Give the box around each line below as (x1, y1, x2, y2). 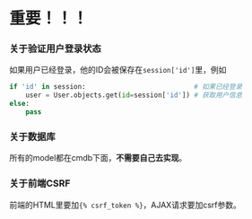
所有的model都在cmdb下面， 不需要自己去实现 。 (9, 153, 187, 163)
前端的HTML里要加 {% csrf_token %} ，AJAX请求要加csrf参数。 (9, 199, 242, 210)
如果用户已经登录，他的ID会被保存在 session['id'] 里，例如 (9, 65, 227, 75)
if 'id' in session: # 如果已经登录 (9, 83, 243, 92)
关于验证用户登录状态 (9, 42, 101, 55)
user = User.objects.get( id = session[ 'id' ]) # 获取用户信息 (25, 91, 243, 100)
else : (9, 100, 30, 109)
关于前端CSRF (9, 177, 71, 189)
